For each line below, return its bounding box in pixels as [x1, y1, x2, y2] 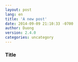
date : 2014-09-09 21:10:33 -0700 [5, 21, 74, 26]
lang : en [5, 12, 23, 17]
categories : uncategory [5, 35, 54, 40]
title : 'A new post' [5, 16, 48, 21]
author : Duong [5, 26, 34, 31]
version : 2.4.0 [5, 30, 36, 35]
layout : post [5, 7, 32, 12]
